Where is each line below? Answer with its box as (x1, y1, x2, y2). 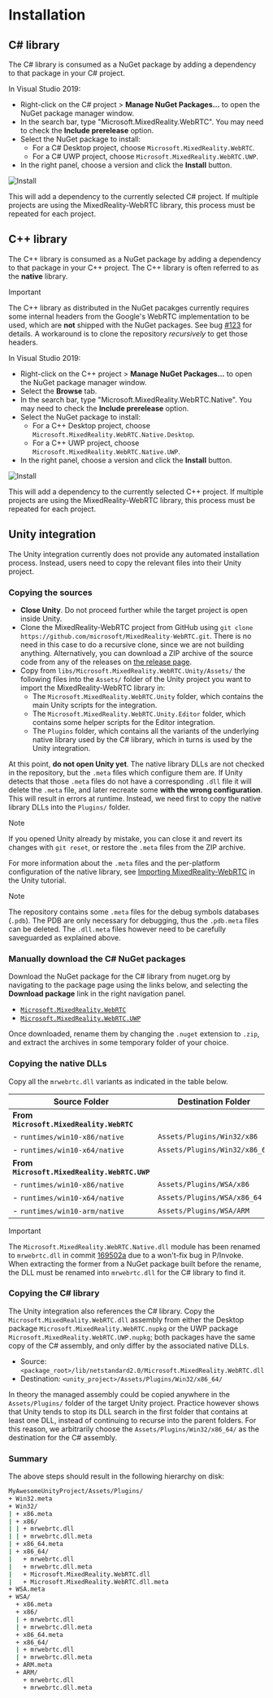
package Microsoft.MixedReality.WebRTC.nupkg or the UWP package (8, 1323, 238, 1333)
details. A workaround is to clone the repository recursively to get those (8, 328, 249, 338)
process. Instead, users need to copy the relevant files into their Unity (8, 558, 242, 567)
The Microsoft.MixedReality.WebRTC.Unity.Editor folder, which (32, 709, 246, 719)
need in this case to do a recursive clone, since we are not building (19, 640, 245, 649)
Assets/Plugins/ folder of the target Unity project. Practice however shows (8, 1398, 260, 1408)
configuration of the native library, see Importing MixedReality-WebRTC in (8, 866, 256, 876)
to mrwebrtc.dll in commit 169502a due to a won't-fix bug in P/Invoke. (8, 1250, 244, 1260)
